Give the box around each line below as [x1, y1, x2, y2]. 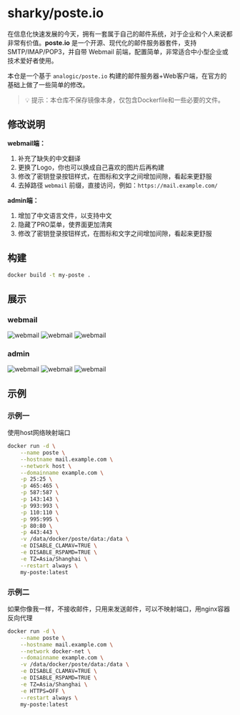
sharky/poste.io [7, 5, 104, 21]
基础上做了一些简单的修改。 [7, 80, 89, 89]
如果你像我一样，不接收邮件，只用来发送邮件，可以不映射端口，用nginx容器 [7, 604, 231, 613]
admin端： [7, 196, 39, 204]
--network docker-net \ [20, 648, 91, 655]
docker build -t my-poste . [7, 271, 91, 279]
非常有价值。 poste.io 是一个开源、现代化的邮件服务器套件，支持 [7, 38, 197, 47]
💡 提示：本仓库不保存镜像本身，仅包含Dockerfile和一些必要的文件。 [24, 95, 225, 104]
